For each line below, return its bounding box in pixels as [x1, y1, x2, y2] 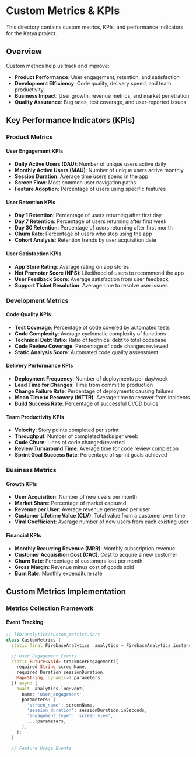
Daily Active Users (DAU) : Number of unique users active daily [14, 160, 166, 167]
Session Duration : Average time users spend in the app [14, 173, 149, 180]
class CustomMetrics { [6, 637, 61, 643]
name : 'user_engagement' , [21, 691, 85, 697]
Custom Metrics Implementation [6, 587, 127, 597]
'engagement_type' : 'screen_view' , [27, 713, 114, 719]
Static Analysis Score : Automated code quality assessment [14, 348, 159, 355]
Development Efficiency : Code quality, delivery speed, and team [14, 80, 171, 87]
